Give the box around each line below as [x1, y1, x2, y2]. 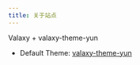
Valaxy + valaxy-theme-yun [8, 33, 99, 42]
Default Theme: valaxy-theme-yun [19, 48, 132, 57]
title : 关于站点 [8, 11, 57, 20]
